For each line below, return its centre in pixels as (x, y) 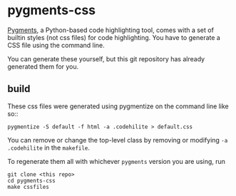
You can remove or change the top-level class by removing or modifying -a (118, 140)
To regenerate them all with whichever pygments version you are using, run (117, 161)
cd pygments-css (31, 180)
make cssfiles (29, 187)
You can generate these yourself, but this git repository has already (106, 58)
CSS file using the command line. (56, 45)
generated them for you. (43, 66)
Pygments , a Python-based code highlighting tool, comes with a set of (111, 30)
